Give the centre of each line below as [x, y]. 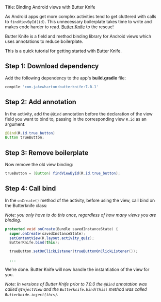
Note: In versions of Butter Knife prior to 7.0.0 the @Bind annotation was [76, 284]
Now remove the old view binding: [39, 165]
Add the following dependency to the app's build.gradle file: [65, 78]
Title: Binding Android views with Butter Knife [50, 7]
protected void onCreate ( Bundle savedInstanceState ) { [62, 229]
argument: [15, 124]
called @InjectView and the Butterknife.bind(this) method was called [76, 289]
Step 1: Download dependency [52, 66]
